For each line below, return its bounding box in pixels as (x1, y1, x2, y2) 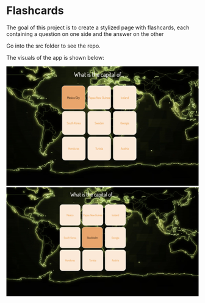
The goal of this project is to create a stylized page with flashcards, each (6, 24, 190, 31)
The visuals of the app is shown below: (6, 54, 105, 61)
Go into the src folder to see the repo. (6, 42, 101, 49)
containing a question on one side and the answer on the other (6, 30, 164, 37)
